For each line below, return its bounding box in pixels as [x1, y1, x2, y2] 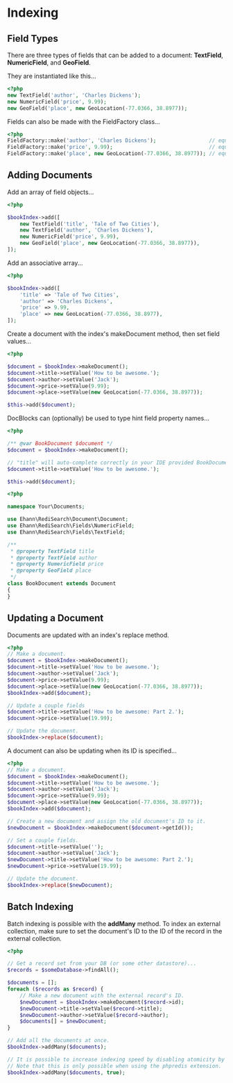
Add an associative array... [7, 259, 83, 267]
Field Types [7, 33, 59, 45]
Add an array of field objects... [7, 188, 94, 196]
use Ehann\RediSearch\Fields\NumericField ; [7, 522, 135, 529]
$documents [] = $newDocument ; [19, 1018, 107, 1025]
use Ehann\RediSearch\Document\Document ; [7, 516, 129, 523]
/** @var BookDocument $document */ [7, 440, 113, 447]
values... [7, 337, 31, 346]
